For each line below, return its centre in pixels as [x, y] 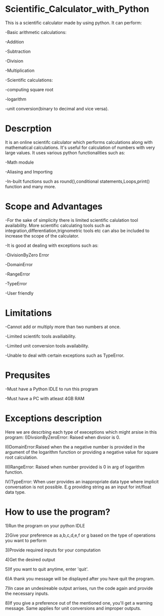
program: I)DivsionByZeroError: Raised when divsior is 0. [63, 437]
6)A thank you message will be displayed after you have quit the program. [80, 579]
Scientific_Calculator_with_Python [77, 9]
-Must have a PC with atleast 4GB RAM [45, 398]
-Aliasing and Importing [29, 171]
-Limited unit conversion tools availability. [47, 345]
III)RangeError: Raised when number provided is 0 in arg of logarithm [75, 467]
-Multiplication [20, 70]
